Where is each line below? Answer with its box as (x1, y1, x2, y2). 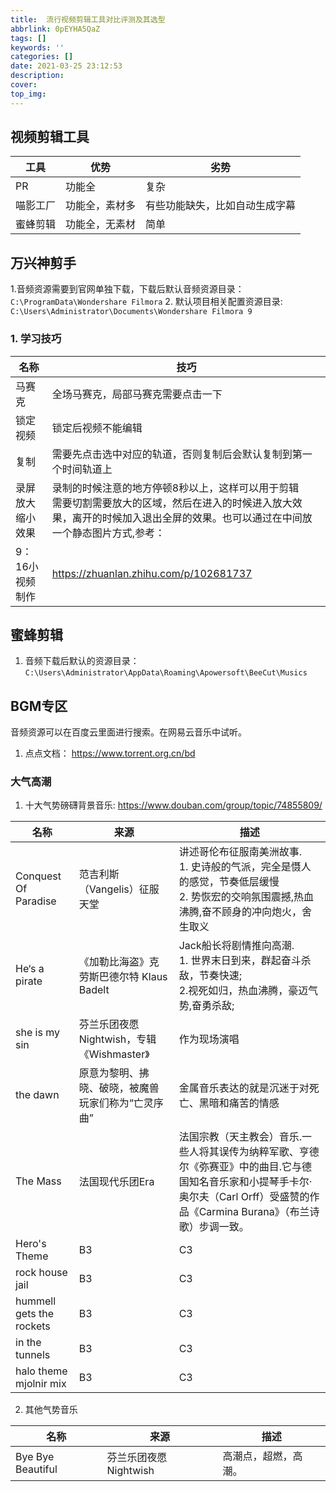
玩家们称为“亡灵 (78, 1096, 154, 1110)
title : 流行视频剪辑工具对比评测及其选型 (10, 14, 166, 25)
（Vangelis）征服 (78, 882, 160, 896)
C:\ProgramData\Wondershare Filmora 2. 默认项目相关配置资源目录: (10, 296, 283, 308)
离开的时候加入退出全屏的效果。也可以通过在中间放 (71, 511, 313, 525)
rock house (15, 1266, 68, 1280)
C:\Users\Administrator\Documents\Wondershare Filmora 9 (10, 307, 253, 317)
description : (10, 71, 65, 81)
